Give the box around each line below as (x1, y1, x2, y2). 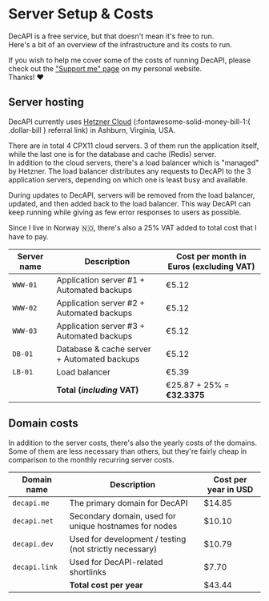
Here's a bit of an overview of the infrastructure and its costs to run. (8, 39, 232, 49)
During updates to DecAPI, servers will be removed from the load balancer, (8, 190, 255, 200)
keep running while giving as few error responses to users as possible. (8, 207, 242, 217)
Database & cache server (56, 343, 152, 355)
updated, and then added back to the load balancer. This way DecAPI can (8, 198, 251, 208)
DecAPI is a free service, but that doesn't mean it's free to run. (8, 31, 215, 41)
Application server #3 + (56, 320, 146, 331)
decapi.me (12, 498, 50, 507)
